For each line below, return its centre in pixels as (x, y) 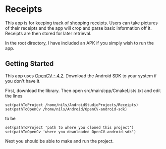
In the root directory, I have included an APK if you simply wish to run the (80, 43)
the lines (14, 96)
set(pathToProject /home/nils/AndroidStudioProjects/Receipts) (72, 105)
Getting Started (29, 64)
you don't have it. (23, 81)
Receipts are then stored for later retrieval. (48, 33)
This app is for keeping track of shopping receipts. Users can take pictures (82, 23)
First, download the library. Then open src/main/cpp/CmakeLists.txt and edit (83, 91)
